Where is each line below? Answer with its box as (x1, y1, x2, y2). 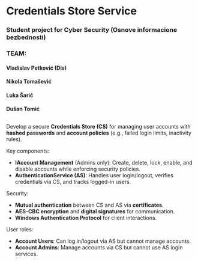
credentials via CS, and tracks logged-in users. (14, 178, 131, 185)
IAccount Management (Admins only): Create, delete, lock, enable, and (14, 159, 193, 166)
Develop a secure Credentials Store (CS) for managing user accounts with (6, 123, 191, 130)
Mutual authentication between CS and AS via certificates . (14, 201, 164, 209)
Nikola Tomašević (6, 78, 52, 85)
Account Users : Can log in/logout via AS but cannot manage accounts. (14, 237, 191, 245)
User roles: (6, 225, 34, 233)
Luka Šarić (6, 91, 34, 99)
